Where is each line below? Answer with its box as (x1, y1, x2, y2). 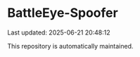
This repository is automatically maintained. (7, 42, 134, 50)
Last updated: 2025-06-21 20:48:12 (7, 28, 110, 37)
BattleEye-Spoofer (7, 5, 118, 21)
